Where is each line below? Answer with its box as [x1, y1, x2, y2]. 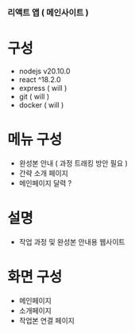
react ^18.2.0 [18, 74, 61, 84]
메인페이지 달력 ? [18, 178, 72, 188]
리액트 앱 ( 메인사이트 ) [7, 6, 89, 18]
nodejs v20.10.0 [18, 66, 71, 76]
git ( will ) [18, 92, 50, 101]
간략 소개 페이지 [18, 168, 68, 178]
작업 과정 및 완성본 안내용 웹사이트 [18, 237, 125, 246]
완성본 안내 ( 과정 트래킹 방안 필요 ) [18, 158, 128, 168]
